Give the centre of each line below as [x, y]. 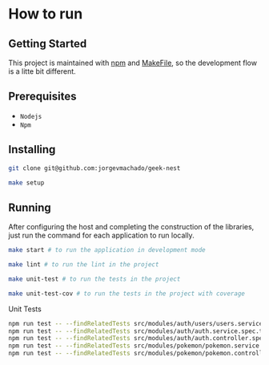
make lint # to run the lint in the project [84, 265]
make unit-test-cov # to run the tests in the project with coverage [127, 294]
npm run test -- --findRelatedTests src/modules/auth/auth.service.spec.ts [137, 331]
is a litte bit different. [42, 71]
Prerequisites [42, 97]
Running [30, 207]
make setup [26, 182]
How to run [46, 14]
